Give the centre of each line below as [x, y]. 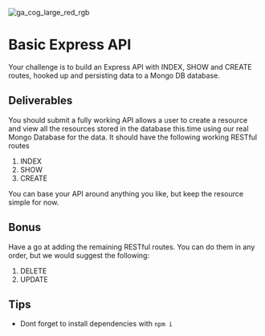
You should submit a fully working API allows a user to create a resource [128, 119]
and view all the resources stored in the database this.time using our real [128, 128]
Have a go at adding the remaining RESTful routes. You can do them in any [132, 247]
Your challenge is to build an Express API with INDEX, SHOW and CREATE [130, 67]
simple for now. [34, 202]
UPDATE [34, 279]
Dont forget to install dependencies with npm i [96, 324]
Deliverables [41, 101]
